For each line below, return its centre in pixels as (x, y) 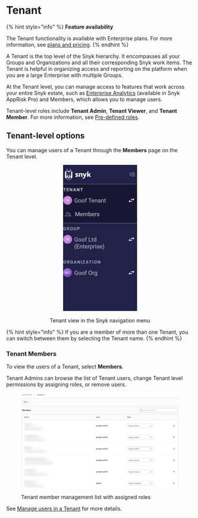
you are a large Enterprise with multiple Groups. (65, 75)
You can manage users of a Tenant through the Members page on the (92, 150)
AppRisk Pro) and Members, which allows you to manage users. (84, 99)
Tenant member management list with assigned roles (86, 497)
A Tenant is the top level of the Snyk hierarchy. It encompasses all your (93, 56)
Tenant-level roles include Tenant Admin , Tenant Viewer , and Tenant (92, 111)
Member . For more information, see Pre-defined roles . (73, 117)
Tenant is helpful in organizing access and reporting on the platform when (97, 68)
